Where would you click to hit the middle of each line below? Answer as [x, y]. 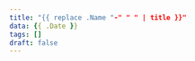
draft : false [34, 43]
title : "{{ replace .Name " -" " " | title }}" [98, 17]
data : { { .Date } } [44, 26]
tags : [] [26, 34]
